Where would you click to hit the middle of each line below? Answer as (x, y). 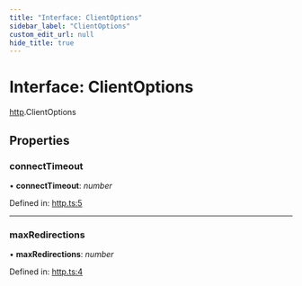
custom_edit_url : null (52, 34)
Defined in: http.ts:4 (46, 272)
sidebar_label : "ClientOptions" (70, 26)
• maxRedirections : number (62, 255)
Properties (40, 140)
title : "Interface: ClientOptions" (76, 18)
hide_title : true (42, 43)
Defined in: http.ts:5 (46, 202)
